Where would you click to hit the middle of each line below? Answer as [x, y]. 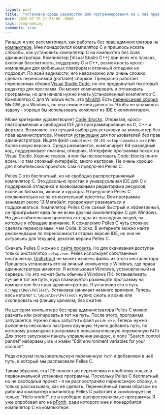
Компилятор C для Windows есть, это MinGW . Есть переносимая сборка [82, 99]
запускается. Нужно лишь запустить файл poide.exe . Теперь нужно [76, 321]
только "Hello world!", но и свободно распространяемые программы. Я [80, 397]
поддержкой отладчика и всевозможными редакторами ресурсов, [76, 186]
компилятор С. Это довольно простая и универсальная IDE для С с [76, 181]
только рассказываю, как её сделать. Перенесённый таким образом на [81, 386]
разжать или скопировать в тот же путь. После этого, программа [74, 315]
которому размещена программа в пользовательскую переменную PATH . [82, 331]
